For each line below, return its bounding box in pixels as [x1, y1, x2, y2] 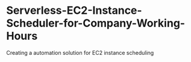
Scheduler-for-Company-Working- [6, 16, 186, 30]
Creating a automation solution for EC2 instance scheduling [6, 49, 154, 56]
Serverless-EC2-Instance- [6, 4, 143, 17]
